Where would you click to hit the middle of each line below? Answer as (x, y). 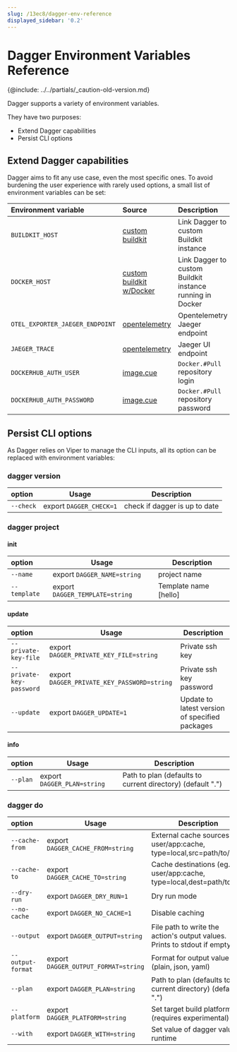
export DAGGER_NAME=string (97, 575)
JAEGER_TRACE (33, 349)
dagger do (25, 805)
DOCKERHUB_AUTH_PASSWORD (53, 400)
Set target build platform (192, 1009)
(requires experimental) (190, 1018)
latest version (202, 708)
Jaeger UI (194, 345)
